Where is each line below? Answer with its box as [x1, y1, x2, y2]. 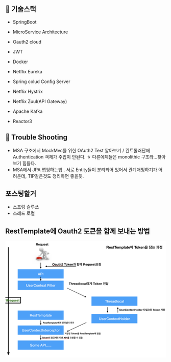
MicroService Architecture [12, 29, 68, 35]
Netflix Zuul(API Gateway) [12, 98, 67, 104]
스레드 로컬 [12, 210, 35, 216]
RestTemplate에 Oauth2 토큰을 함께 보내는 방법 [5, 227, 150, 235]
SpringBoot [12, 18, 37, 25]
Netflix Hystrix [12, 88, 43, 94]
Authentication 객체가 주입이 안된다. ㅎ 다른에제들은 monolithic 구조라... [12, 153, 158, 160]
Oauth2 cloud [12, 38, 42, 45]
